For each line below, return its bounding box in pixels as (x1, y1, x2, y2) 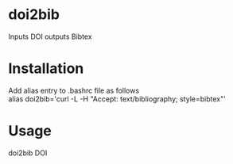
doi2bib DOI (8, 148, 48, 158)
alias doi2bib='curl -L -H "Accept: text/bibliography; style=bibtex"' (8, 93, 227, 104)
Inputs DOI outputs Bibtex (8, 32, 93, 41)
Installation (8, 59, 84, 78)
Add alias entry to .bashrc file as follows (8, 86, 140, 95)
